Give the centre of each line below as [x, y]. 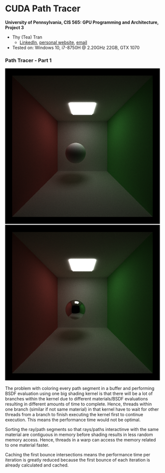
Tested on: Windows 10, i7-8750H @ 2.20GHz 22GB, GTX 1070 [76, 47]
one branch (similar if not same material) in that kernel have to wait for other [82, 409]
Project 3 [14, 27]
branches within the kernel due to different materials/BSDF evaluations [77, 399]
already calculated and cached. [37, 465]
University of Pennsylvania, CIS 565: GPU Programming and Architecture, [82, 22]
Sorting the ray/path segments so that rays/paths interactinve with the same [82, 430]
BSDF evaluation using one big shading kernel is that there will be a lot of [79, 394]
